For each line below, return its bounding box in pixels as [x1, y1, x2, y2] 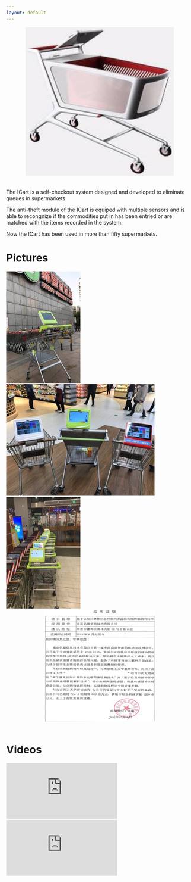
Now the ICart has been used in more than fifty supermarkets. [6, 230, 157, 238]
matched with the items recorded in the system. [6, 219, 123, 226]
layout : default [6, 10, 46, 15]
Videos [6, 743, 42, 756]
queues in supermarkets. [6, 194, 67, 202]
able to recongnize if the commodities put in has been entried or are [6, 212, 173, 220]
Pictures [6, 251, 49, 264]
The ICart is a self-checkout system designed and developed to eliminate [6, 188, 185, 195]
